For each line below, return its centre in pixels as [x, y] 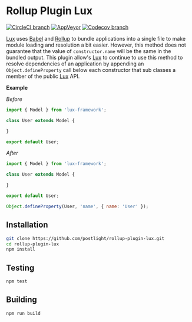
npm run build [24, 313]
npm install [21, 249]
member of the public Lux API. [43, 76]
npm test [17, 281]
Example [17, 87]
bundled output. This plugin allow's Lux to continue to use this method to [95, 57]
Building [21, 300]
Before [14, 99]
